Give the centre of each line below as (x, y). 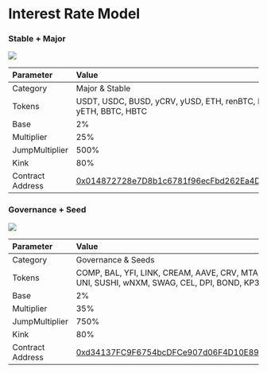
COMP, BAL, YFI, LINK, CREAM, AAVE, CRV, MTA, (168, 273)
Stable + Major (37, 39)
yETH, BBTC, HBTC (112, 111)
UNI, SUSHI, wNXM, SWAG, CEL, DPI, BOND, (159, 282)
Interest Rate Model (74, 14)
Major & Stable (103, 88)
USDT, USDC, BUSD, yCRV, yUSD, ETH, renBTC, (166, 102)
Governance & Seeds (115, 259)
